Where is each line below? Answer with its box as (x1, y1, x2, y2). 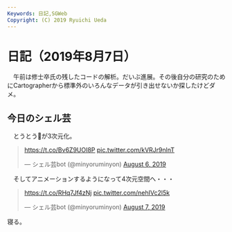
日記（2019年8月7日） (7, 48, 136, 64)
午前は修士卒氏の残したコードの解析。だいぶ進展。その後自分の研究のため (12, 73, 226, 81)
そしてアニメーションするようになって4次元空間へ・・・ (12, 175, 175, 184)
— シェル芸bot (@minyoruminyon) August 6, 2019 (24, 160, 166, 168)
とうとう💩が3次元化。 (12, 132, 76, 141)
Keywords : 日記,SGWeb (7, 10, 68, 17)
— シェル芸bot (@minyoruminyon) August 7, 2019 (24, 203, 166, 211)
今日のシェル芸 (7, 112, 71, 124)
